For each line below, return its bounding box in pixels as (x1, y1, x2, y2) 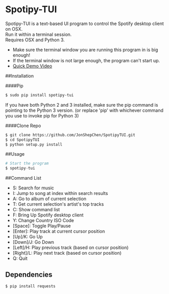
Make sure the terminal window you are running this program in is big (12, 46, 158, 53)
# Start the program (5, 161, 49, 166)
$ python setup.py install (5, 142, 63, 147)
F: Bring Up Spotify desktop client (12, 212, 84, 218)
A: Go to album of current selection (12, 195, 87, 202)
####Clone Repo (5, 122, 41, 129)
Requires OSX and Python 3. (5, 37, 65, 43)
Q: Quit (12, 255, 28, 261)
